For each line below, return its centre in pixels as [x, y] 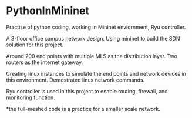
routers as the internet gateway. [45, 62]
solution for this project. [35, 45]
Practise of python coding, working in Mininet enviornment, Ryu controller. [96, 27]
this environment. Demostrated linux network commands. [75, 80]
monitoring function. [31, 97]
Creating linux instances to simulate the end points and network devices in [96, 73]
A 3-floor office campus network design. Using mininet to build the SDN [93, 38]
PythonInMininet [48, 11]
